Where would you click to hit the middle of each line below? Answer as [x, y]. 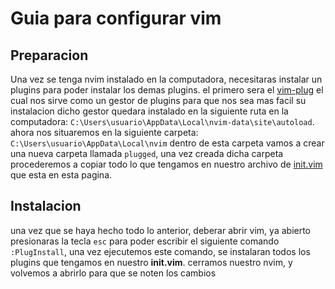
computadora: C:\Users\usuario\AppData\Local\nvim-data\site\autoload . [162, 121]
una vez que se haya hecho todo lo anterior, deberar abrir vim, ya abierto [161, 230]
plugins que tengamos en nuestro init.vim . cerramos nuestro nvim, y [151, 262]
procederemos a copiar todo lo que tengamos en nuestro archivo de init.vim [166, 164]
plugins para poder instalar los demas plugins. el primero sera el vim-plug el [167, 90]
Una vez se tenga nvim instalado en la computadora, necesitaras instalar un [166, 79]
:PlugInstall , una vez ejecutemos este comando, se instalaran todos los [160, 251]
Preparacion [49, 55]
